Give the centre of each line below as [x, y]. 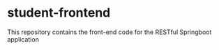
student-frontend [59, 13]
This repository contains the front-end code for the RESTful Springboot [109, 32]
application [23, 39]
